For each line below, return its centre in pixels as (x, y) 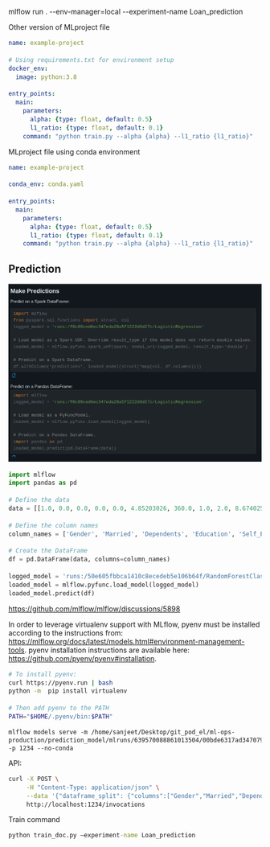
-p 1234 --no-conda (41, 748)
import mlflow (32, 475)
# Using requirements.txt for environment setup (91, 60)
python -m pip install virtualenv (68, 691)
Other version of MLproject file (59, 27)
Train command (34, 820)
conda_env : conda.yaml (46, 184)
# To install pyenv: (43, 674)
